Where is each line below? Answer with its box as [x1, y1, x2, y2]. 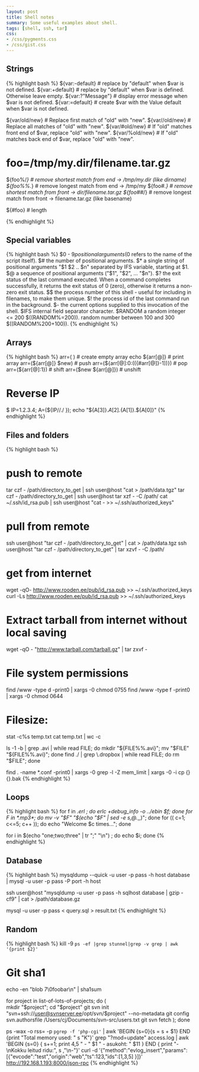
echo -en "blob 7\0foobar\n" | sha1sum [6, 986, 102, 993]
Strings [6, 64, 34, 74]
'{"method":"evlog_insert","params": [98, 1047, 188, 1054]
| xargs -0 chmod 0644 [6, 692, 63, 699]
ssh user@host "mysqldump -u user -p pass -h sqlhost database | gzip [6, 889, 180, 897]
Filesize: [6, 713, 49, 727]
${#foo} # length [6, 206, 47, 213]
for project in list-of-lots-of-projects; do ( [6, 997, 107, 1004]
